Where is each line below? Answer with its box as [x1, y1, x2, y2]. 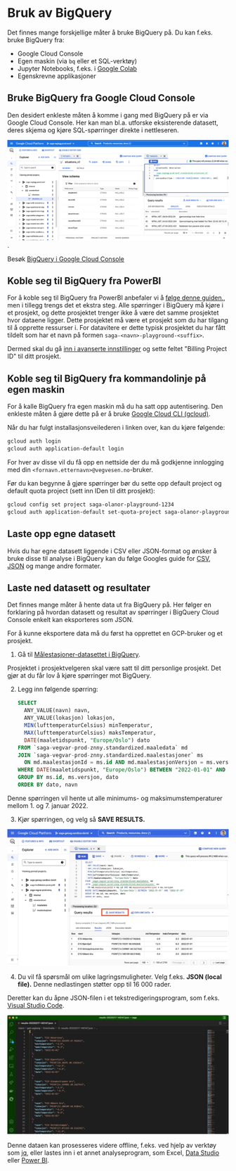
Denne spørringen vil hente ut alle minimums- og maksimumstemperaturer [7, 794, 223, 802]
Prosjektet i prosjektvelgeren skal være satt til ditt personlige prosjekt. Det [7, 664, 221, 673]
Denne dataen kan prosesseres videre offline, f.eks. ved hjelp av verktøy [7, 1141, 216, 1150]
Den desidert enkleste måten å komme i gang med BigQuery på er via [7, 110, 209, 119]
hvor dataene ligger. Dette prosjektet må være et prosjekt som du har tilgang [7, 316, 228, 324]
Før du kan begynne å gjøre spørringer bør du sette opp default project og [7, 479, 222, 487]
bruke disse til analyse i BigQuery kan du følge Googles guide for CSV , [7, 554, 211, 562]
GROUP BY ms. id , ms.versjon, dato [17, 774, 119, 781]
